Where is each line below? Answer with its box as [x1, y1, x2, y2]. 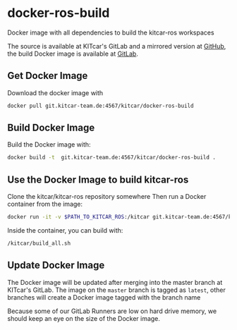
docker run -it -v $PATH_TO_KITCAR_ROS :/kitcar [7, 214, 150, 221]
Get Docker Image [7, 70, 88, 82]
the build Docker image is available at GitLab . [7, 49, 139, 58]
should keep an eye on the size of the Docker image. [7, 314, 161, 322]
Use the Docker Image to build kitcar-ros [7, 173, 189, 185]
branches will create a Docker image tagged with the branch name [7, 293, 201, 301]
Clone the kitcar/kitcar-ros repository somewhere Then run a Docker [7, 192, 207, 201]
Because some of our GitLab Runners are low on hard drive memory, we [7, 307, 217, 315]
